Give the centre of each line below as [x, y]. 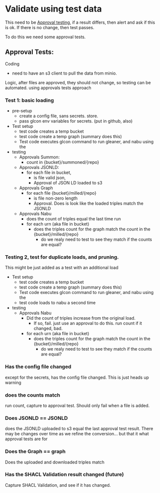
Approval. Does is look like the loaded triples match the [88, 203]
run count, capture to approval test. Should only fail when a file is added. [77, 405]
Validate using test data [54, 9]
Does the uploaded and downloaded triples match [55, 462]
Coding [12, 63]
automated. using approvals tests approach [48, 88]
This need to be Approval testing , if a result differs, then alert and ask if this [80, 22]
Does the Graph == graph [35, 451]
